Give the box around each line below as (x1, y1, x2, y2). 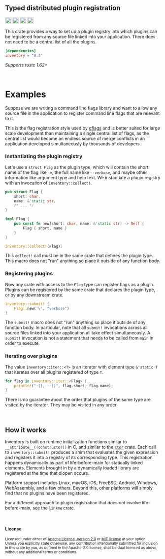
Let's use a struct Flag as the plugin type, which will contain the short (5, 164, 149, 170)
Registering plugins (5, 270, 53, 277)
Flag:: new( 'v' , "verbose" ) (14, 306, 69, 311)
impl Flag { (5, 217, 30, 222)
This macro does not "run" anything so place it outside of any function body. (5, 258, 161, 264)
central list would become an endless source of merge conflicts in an (5, 135, 145, 141)
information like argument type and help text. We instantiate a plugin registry (5, 174, 161, 180)
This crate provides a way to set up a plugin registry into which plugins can (5, 28, 158, 34)
